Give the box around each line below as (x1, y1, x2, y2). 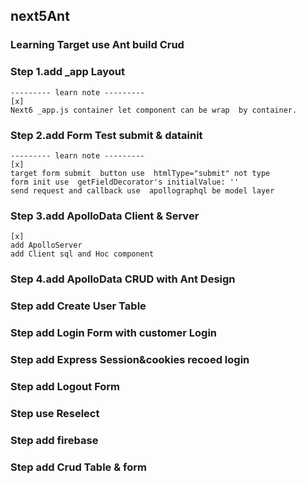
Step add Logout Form (10, 379, 121, 393)
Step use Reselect (10, 406, 100, 420)
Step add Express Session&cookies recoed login (10, 352, 250, 366)
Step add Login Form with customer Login (10, 325, 218, 339)
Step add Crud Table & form (10, 460, 147, 474)
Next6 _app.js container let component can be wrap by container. (10, 105, 298, 115)
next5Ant (10, 8, 70, 25)
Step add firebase (10, 433, 99, 447)
